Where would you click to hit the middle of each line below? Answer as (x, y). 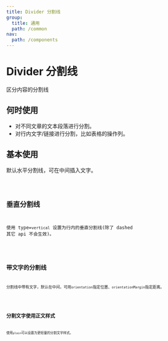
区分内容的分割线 (27, 89)
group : (15, 18)
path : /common (29, 29)
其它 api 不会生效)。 (30, 234)
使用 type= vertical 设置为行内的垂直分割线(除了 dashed (69, 228)
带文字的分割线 (27, 268)
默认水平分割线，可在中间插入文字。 (51, 170)
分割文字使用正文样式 (31, 316)
